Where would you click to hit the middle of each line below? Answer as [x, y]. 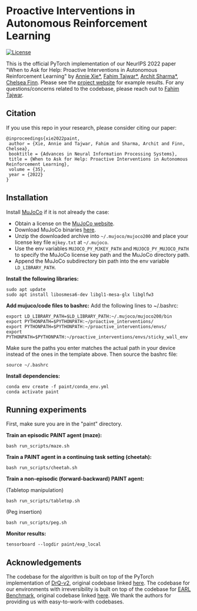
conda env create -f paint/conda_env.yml [58, 387]
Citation [21, 113]
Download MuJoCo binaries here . [55, 229]
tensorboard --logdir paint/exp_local [54, 544]
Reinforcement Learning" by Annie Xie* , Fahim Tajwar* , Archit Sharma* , [92, 76]
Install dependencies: [33, 376]
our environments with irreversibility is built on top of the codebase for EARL [98, 589]
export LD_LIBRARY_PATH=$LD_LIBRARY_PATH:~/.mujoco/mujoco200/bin [89, 316]
